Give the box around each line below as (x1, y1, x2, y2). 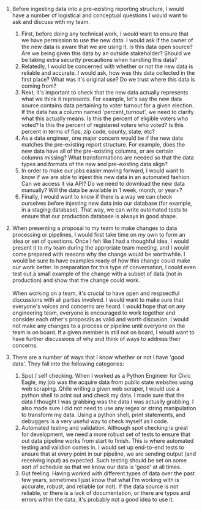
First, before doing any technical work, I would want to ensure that (21, 30, 189, 37)
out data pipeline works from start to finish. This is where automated (21, 437, 194, 444)
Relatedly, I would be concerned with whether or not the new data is (21, 63, 193, 70)
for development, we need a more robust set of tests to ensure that (21, 431, 191, 438)
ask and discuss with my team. (12, 18, 91, 25)
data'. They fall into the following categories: (12, 360, 124, 367)
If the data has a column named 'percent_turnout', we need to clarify (21, 109, 194, 115)
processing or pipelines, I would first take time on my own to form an (12, 231, 185, 238)
